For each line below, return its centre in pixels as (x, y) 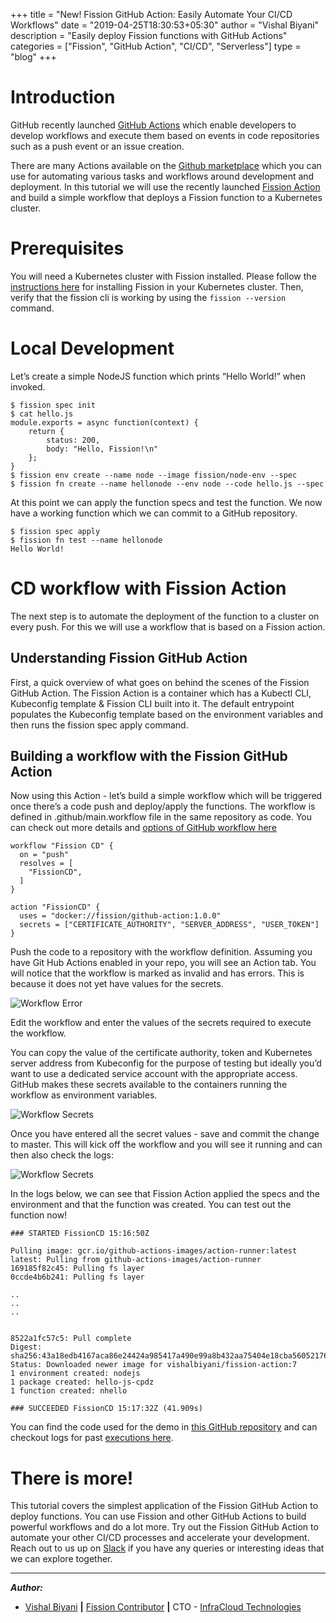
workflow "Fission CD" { (62, 846)
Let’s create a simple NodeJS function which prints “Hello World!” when (158, 376)
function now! (39, 1215)
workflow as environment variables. (84, 1095)
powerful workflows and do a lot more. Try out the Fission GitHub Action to (164, 1527)
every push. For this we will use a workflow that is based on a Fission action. (168, 626)
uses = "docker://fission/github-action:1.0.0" (120, 916)
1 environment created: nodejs (75, 1374)
